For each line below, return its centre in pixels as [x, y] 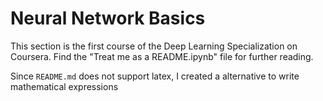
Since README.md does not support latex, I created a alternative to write [155, 76]
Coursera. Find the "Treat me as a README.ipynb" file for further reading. [162, 56]
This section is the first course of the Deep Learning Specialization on [154, 46]
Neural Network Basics [108, 18]
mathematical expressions [64, 86]
